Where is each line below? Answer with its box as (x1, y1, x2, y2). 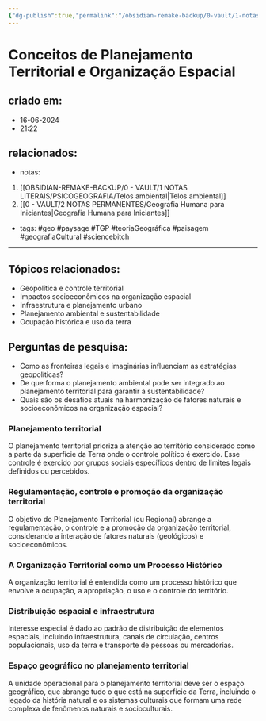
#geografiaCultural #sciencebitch (19, 232, 130, 242)
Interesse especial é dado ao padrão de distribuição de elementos (8, 623, 224, 633)
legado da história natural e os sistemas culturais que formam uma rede (8, 695, 243, 704)
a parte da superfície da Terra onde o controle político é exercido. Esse (8, 450, 240, 459)
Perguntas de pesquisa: (8, 340, 128, 354)
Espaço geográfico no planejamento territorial (8, 660, 189, 671)
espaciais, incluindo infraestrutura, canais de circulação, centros (8, 632, 219, 642)
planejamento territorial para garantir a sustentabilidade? (19, 386, 205, 397)
